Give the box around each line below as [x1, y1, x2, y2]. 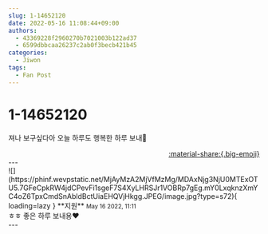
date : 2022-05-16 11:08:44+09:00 [8, 19, 120, 27]
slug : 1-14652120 [8, 11, 66, 20]
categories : [8, 49, 48, 57]
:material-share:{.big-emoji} [168, 149, 260, 158]
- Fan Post [15, 71, 52, 79]
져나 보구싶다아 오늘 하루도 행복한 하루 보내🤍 [8, 133, 148, 142]
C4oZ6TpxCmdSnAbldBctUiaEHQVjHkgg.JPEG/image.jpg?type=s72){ [8, 191, 238, 200]
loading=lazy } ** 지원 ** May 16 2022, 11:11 [8, 200, 136, 210]
